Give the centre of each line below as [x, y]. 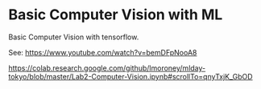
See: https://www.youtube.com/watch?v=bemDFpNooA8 [103, 52]
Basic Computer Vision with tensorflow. [74, 37]
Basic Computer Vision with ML [116, 15]
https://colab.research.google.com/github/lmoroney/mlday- [107, 68]
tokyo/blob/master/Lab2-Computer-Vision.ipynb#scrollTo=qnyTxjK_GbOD [130, 76]
